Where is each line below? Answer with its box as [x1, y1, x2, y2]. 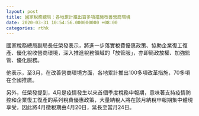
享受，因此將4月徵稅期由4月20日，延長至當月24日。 [6, 104, 135, 111]
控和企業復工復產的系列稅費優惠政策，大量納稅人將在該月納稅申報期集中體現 [6, 97, 193, 104]
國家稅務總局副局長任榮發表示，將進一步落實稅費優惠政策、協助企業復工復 [6, 42, 188, 49]
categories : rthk [6, 25, 49, 31]
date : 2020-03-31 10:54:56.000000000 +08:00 [6, 19, 118, 25]
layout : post [6, 8, 38, 15]
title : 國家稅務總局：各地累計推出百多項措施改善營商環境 [6, 14, 131, 20]
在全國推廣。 [6, 77, 37, 84]
